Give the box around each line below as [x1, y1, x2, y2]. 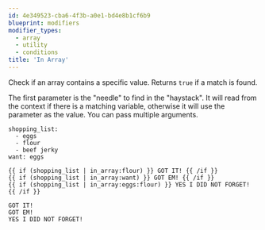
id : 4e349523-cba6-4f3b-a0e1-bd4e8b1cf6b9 [8, 11, 151, 20]
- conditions [15, 48, 59, 56]
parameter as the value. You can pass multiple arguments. [8, 109, 198, 119]
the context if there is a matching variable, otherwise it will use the [8, 101, 225, 111]
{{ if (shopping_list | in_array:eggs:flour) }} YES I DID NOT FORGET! [8, 180, 250, 189]
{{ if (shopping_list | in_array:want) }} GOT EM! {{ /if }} [8, 174, 215, 182]
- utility [15, 41, 48, 49]
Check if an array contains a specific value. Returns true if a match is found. [8, 77, 258, 87]
